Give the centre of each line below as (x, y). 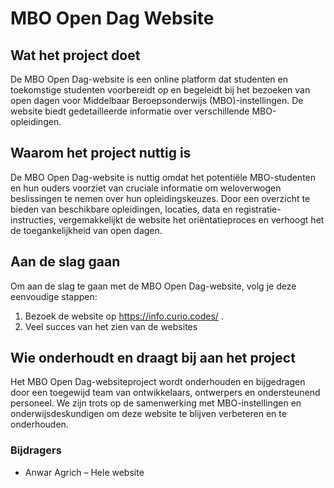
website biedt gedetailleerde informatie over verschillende (130, 111)
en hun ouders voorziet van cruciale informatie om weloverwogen (146, 188)
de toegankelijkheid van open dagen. (86, 230)
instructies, (33, 219)
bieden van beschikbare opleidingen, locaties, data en (121, 209)
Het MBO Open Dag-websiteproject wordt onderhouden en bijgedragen (158, 382)
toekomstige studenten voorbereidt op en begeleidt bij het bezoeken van (160, 90)
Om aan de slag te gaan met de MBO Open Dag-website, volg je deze (153, 286)
